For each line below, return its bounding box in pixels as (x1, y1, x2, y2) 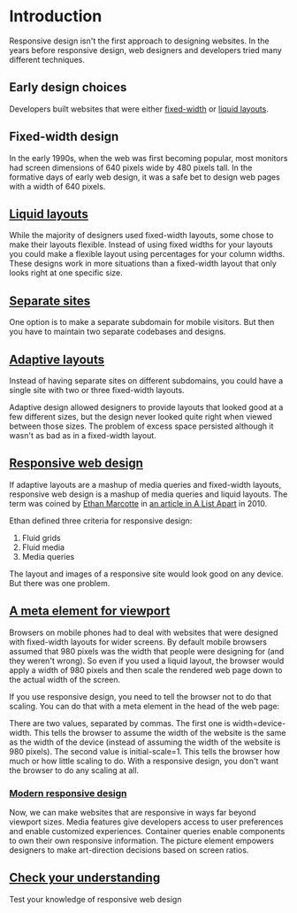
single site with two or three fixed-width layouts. (9, 385, 185, 395)
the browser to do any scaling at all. (9, 764, 140, 776)
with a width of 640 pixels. (9, 181, 106, 191)
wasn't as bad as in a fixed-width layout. (9, 430, 156, 440)
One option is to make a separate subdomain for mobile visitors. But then (9, 317, 275, 328)
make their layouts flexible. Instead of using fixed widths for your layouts (9, 239, 274, 250)
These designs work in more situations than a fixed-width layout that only (9, 259, 277, 269)
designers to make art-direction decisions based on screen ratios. (9, 844, 249, 855)
